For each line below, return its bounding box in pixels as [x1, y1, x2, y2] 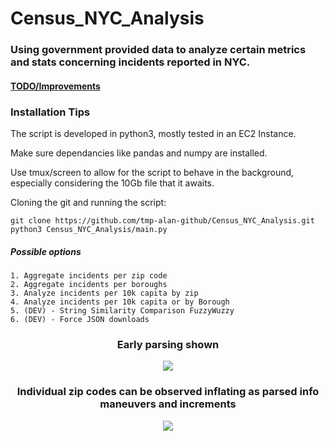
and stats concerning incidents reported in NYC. [10, 55, 251, 69]
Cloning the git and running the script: [10, 197, 167, 208]
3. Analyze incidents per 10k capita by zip [10, 288, 199, 298]
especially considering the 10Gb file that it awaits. [10, 177, 215, 189]
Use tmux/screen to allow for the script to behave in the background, [10, 167, 295, 178]
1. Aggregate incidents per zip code [10, 270, 168, 281]
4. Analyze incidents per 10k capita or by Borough [10, 297, 230, 307]
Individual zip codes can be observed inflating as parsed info [16, 385, 320, 399]
